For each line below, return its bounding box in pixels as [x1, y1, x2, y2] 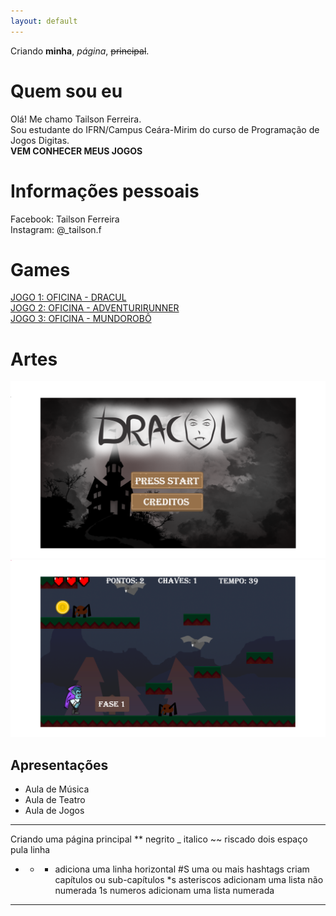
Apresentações [10, 756, 109, 774]
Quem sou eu [10, 80, 123, 102]
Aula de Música [24, 783, 90, 795]
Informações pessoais [10, 180, 200, 202]
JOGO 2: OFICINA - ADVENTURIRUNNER [10, 302, 180, 314]
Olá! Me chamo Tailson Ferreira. [10, 113, 142, 125]
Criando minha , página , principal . [10, 45, 150, 57]
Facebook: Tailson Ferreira [10, 213, 120, 225]
